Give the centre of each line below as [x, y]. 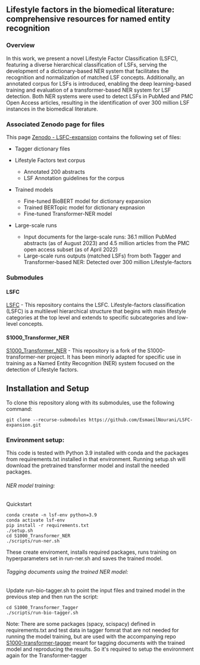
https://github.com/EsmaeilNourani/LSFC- [141, 420]
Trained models [34, 189]
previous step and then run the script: [52, 597]
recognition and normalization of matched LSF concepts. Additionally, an [95, 77]
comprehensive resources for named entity [88, 19]
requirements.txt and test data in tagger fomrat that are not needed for [93, 630]
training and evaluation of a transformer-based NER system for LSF [89, 90]
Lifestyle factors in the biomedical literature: [90, 10]
